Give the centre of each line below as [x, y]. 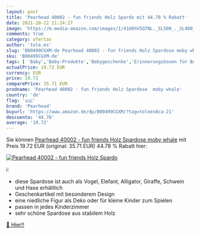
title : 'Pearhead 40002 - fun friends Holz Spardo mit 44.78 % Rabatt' [97, 17]
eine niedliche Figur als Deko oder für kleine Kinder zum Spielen [93, 201]
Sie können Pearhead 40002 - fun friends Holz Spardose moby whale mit [96, 140]
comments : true [25, 34]
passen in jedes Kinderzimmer [52, 207]
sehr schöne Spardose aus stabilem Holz [65, 213]
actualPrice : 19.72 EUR [36, 67]
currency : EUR [24, 73]
